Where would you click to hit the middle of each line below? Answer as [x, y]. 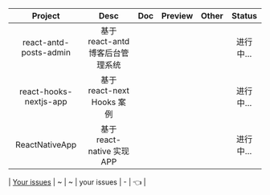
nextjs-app [46, 102]
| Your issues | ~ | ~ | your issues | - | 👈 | [77, 182]
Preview [177, 16]
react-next [109, 90]
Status [244, 16]
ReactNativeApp [46, 145]
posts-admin [46, 53]
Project [46, 16]
